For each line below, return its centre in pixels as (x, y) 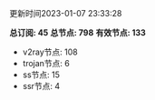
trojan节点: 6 (46, 63)
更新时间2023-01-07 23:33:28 (66, 13)
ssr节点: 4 (41, 86)
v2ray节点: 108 (50, 52)
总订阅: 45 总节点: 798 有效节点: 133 (78, 33)
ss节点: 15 (41, 75)
